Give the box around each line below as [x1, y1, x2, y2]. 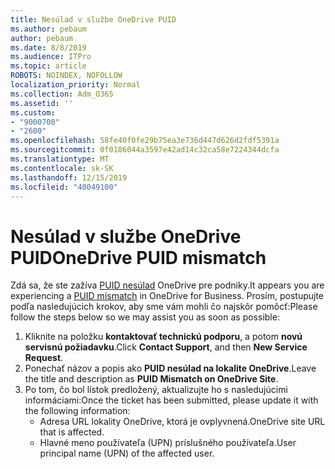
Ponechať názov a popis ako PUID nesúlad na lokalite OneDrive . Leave [24, 362, 317, 375]
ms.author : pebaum [10, 24, 87, 34]
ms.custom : [10, 107, 56, 118]
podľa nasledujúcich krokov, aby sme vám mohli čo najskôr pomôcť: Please [10, 301, 318, 313]
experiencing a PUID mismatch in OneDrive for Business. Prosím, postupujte [10, 290, 325, 302]
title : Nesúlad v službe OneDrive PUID [10, 14, 177, 25]
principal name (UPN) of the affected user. [39, 447, 215, 460]
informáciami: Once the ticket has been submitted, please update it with [24, 394, 319, 406]
